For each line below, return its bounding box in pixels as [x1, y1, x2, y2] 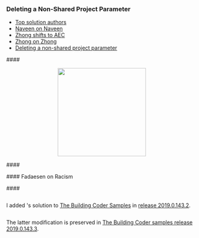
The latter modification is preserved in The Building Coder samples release [6, 219, 193, 226]
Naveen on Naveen [15, 25, 64, 32]
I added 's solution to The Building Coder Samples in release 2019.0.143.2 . [6, 202, 191, 209]
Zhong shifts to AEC [15, 31, 65, 39]
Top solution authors [15, 19, 67, 26]
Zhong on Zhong [15, 38, 57, 45]
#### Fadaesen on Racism [6, 173, 73, 180]
